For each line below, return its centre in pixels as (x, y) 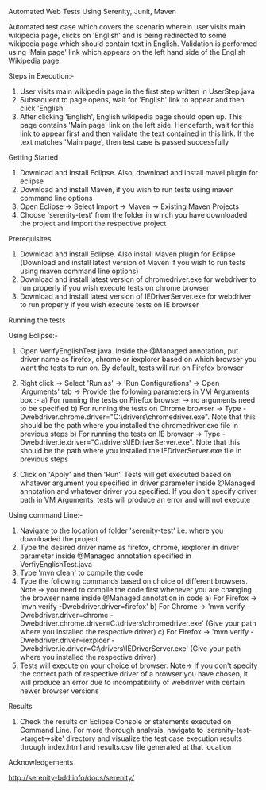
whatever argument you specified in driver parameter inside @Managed (137, 483)
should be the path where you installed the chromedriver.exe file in (129, 425)
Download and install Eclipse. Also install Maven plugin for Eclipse (127, 254)
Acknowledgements (41, 762)
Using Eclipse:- (33, 335)
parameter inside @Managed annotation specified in (106, 556)
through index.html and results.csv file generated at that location (125, 747)
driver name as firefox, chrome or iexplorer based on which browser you (138, 359)
